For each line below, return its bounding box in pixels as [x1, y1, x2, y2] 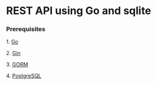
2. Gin [6, 50, 21, 57]
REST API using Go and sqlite [6, 4, 152, 18]
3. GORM [6, 61, 28, 68]
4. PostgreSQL [6, 72, 42, 80]
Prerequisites [6, 25, 45, 33]
